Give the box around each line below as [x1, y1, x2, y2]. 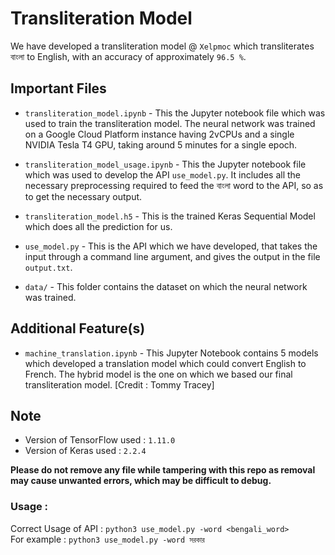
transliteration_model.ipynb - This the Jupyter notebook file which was [24, 107, 326, 119]
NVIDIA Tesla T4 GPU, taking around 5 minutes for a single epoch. [24, 138, 298, 151]
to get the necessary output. [24, 190, 143, 202]
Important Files [10, 80, 107, 97]
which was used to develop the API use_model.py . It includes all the [24, 168, 302, 181]
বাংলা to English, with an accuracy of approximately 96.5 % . [10, 50, 247, 62]
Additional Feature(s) [10, 320, 146, 337]
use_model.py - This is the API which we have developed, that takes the [24, 240, 318, 252]
